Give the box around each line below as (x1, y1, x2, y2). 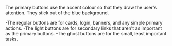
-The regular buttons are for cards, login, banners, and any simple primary (5, 20, 163, 26)
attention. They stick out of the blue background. (5, 10, 109, 16)
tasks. (5, 36, 19, 42)
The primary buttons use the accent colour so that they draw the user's (5, 5, 157, 10)
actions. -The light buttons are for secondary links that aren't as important (5, 25, 162, 31)
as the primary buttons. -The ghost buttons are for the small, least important (5, 31, 167, 36)
